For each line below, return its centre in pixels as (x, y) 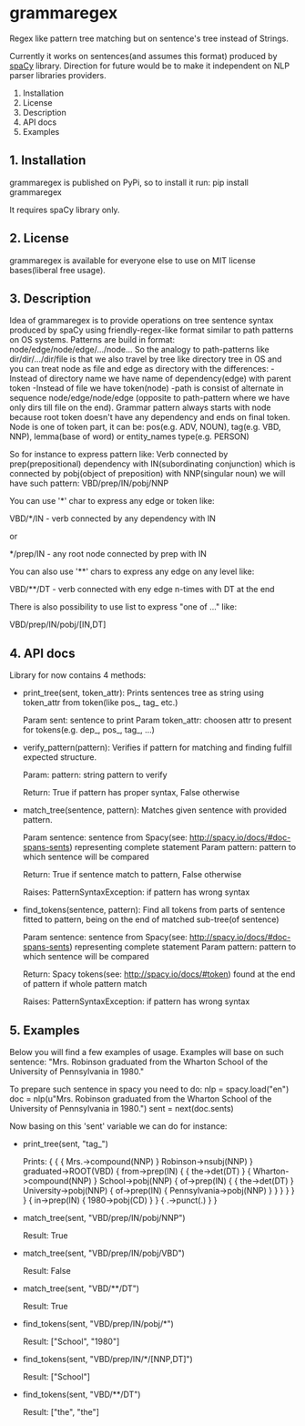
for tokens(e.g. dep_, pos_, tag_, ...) (88, 730)
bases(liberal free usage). (58, 270)
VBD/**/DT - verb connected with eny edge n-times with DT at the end (142, 590)
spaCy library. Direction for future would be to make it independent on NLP (149, 66)
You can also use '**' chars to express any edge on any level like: (132, 571)
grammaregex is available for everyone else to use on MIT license (133, 260)
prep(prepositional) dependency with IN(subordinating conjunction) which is (152, 464)
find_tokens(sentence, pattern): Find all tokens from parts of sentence (154, 910)
